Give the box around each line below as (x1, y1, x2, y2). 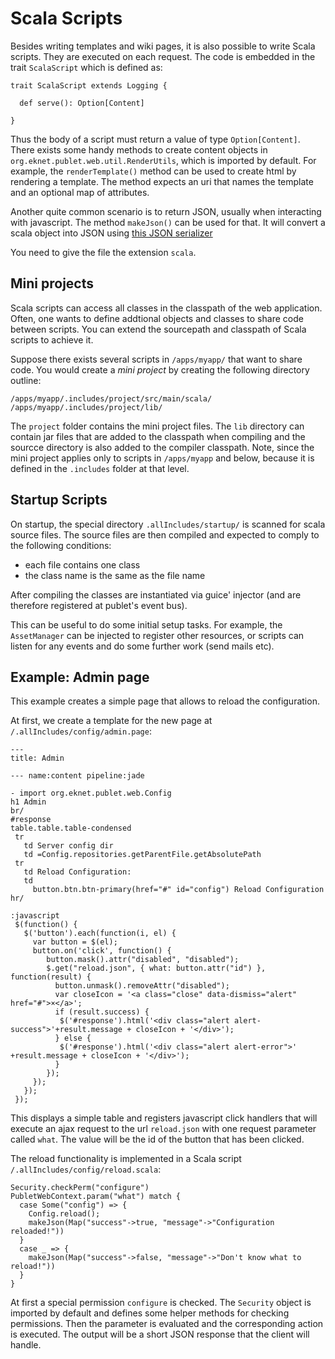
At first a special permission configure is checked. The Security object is (10, 1297, 312, 1309)
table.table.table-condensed (10, 823, 132, 834)
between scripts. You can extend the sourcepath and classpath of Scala (10, 323, 307, 335)
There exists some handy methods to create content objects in (10, 143, 268, 156)
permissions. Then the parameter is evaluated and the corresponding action (10, 1318, 324, 1330)
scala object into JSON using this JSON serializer (10, 227, 213, 239)
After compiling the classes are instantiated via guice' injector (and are (10, 588, 302, 601)
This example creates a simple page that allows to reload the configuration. (10, 695, 320, 707)
